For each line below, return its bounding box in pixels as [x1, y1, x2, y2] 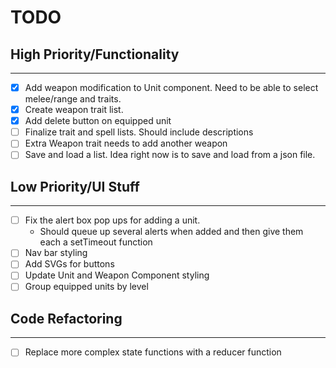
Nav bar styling [24, 247, 88, 259]
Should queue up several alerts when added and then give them [39, 226, 304, 238]
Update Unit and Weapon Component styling [24, 269, 210, 281]
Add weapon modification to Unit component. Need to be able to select [24, 82, 319, 93]
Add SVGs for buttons [24, 258, 115, 270]
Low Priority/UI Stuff [10, 178, 140, 195]
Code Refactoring [10, 310, 123, 327]
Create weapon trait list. [24, 104, 124, 116]
